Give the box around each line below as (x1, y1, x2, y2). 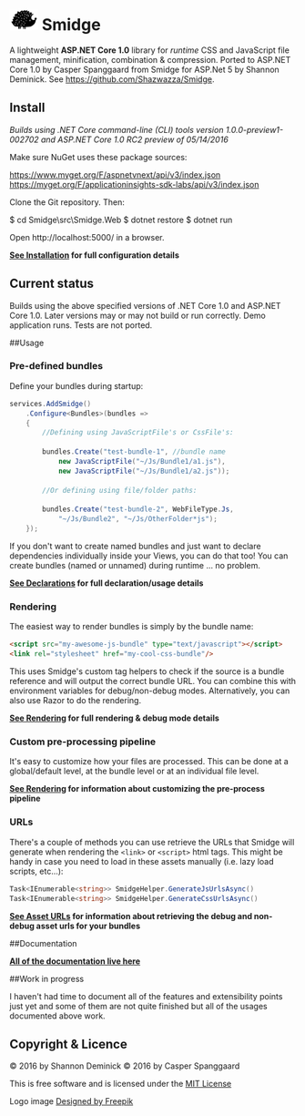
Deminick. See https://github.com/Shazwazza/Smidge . (9, 73, 215, 85)
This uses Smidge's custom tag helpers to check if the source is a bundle (9, 666, 285, 677)
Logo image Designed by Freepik (9, 1096, 134, 1107)
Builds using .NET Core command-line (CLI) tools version (9, 124, 224, 135)
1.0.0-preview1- (225, 124, 284, 135)
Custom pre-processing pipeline (9, 735, 157, 748)
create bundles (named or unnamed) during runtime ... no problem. (9, 560, 261, 571)
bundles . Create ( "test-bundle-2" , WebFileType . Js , (42, 505, 234, 514)
